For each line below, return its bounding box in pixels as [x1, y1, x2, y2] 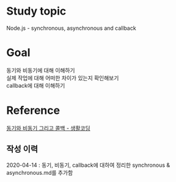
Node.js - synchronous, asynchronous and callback [6, 24, 136, 32]
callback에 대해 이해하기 [6, 82, 65, 89]
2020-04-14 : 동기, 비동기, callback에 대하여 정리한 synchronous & [6, 161, 170, 169]
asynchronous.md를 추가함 [6, 169, 73, 176]
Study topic [6, 4, 67, 18]
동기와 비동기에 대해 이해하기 [6, 66, 75, 74]
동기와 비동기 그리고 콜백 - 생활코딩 [6, 124, 90, 131]
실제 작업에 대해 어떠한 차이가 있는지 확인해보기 [6, 74, 119, 82]
